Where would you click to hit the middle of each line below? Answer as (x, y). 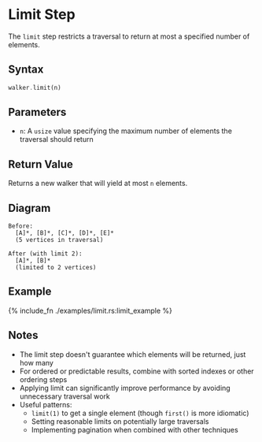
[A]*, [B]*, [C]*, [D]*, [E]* (65, 233)
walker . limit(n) (35, 87)
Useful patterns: (46, 404)
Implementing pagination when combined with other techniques (135, 429)
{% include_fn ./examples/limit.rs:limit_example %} (90, 310)
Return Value (41, 164)
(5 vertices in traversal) (59, 240)
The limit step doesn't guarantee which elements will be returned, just (133, 354)
